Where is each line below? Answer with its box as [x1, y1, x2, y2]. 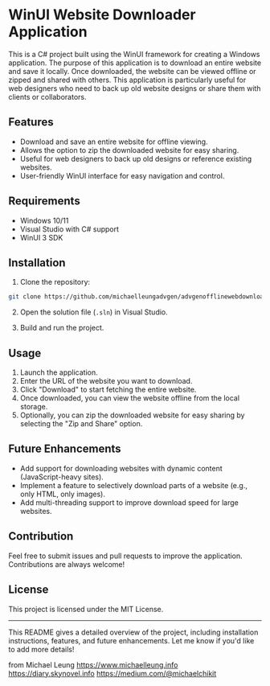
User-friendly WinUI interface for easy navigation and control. [19, 170, 225, 180]
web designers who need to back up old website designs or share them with [8, 83, 261, 93]
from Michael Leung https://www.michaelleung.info [8, 659, 178, 669]
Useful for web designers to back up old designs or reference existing [19, 154, 252, 163]
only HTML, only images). [19, 489, 106, 499]
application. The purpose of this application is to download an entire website [8, 58, 262, 68]
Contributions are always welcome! [8, 559, 125, 569]
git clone [8, 293, 42, 301]
